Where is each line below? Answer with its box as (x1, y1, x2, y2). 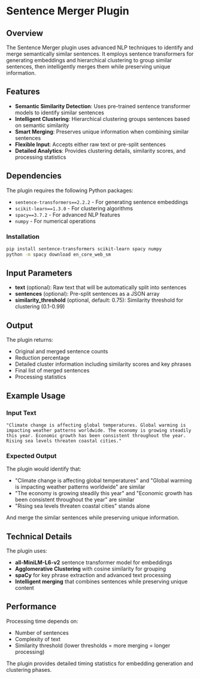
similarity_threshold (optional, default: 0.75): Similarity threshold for (14, 296, 184, 304)
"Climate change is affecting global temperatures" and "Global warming (14, 477, 192, 484)
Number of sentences (14, 629, 69, 636)
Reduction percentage (14, 354, 70, 362)
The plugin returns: (6, 337, 54, 344)
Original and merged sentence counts (14, 348, 108, 355)
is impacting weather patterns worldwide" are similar (14, 483, 146, 490)
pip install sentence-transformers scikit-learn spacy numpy (6, 245, 162, 252)
